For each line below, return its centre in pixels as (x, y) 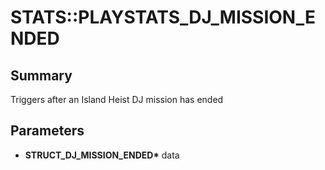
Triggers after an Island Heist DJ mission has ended (117, 99)
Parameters (47, 131)
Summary (41, 75)
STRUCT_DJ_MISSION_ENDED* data (102, 155)
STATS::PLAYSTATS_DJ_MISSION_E (163, 17)
